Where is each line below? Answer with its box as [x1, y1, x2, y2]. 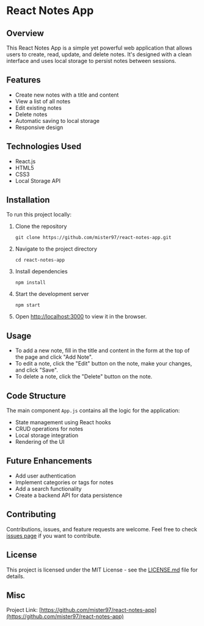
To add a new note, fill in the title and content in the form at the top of [15, 347, 190, 355]
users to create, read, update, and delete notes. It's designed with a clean [6, 51, 192, 58]
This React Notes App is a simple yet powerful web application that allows [6, 44, 192, 51]
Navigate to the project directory [15, 245, 98, 252]
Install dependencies [15, 268, 68, 275]
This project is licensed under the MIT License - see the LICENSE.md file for [6, 566, 198, 573]
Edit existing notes [15, 104, 62, 111]
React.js [15, 157, 36, 165]
